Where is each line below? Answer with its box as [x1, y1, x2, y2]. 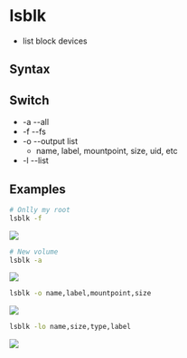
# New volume [9, 247, 59, 256]
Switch [9, 92, 50, 108]
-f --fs [22, 126, 47, 137]
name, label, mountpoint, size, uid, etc [35, 146, 178, 157]
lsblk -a [9, 256, 42, 265]
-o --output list [22, 136, 79, 147]
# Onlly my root [9, 205, 70, 214]
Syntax [9, 62, 51, 77]
